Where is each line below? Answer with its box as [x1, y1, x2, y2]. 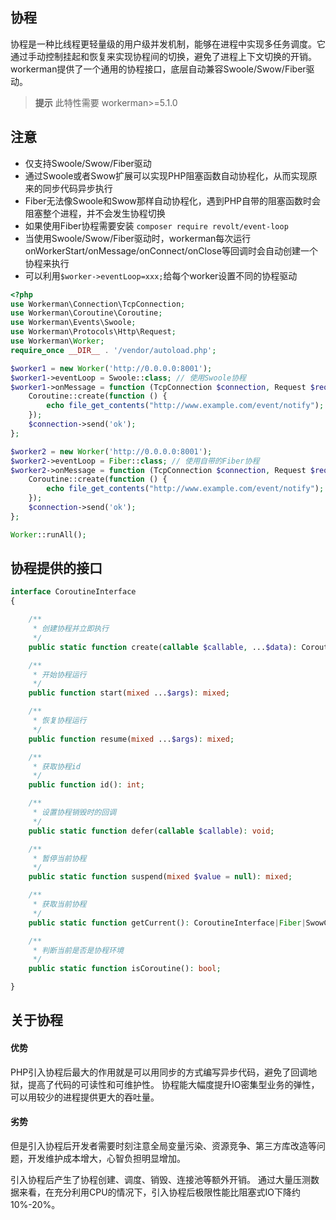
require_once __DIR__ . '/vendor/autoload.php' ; [10, 345, 217, 355]
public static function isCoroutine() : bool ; [28, 964, 222, 974]
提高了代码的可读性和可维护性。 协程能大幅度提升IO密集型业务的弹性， [27, 1078, 320, 1090]
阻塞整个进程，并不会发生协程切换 [24, 207, 166, 219]
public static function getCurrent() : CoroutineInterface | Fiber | [28, 918, 307, 928]
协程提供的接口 [10, 560, 103, 577]
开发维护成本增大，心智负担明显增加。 [27, 1152, 186, 1164]
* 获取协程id [32, 761, 81, 772]
